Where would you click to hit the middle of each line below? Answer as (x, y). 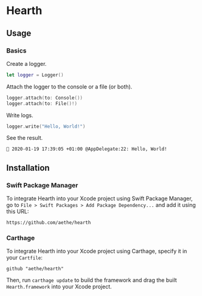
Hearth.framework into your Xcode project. (59, 287)
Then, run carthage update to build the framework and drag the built (92, 280)
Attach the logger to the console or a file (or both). (69, 87)
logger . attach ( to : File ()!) (42, 103)
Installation (28, 168)
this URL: (18, 212)
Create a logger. (26, 63)
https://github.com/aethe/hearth (49, 223)
